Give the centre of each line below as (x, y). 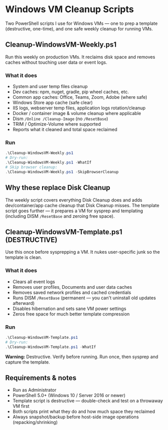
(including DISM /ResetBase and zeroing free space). (60, 216)
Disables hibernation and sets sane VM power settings (69, 308)
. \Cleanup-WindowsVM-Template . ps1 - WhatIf (51, 347)
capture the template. (28, 362)
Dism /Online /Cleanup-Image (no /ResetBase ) (60, 119)
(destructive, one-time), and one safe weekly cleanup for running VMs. (79, 28)
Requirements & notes (41, 378)
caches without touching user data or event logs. (56, 62)
